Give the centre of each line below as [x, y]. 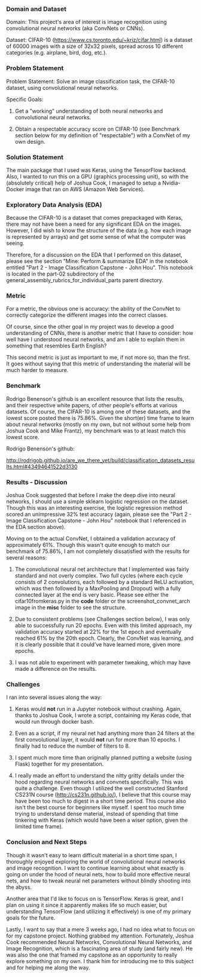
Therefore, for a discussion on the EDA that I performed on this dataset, [94, 255]
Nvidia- [171, 183]
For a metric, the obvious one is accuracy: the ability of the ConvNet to [93, 309]
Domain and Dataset [36, 9]
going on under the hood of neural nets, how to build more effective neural [98, 874]
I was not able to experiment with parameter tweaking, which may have [103, 663]
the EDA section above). [36, 527]
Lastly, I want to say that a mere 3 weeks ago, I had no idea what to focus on [100, 929]
